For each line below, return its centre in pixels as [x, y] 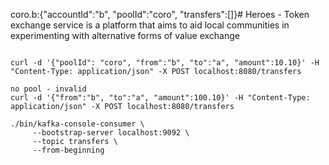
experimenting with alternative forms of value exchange [125, 35]
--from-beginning [68, 150]
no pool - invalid [48, 89]
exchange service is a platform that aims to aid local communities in [150, 25]
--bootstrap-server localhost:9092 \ [111, 133]
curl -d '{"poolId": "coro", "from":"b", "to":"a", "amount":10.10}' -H [165, 63]
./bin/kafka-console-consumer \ [77, 124]
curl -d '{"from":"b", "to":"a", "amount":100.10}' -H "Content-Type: [160, 98]
